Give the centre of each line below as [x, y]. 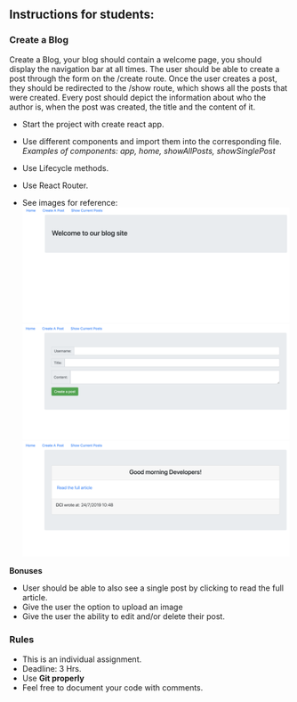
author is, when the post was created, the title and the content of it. [132, 107]
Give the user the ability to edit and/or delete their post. [123, 616]
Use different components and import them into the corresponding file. [152, 141]
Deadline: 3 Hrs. [52, 668]
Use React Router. [55, 185]
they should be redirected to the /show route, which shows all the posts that [148, 87]
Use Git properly [53, 678]
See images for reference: [70, 202]
